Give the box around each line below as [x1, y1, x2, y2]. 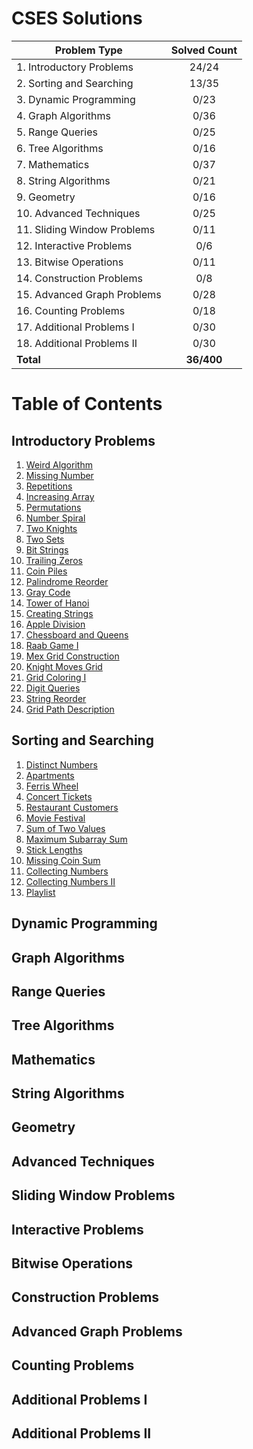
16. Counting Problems [16, 303, 126, 317]
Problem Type [54, 43, 123, 57]
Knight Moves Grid [25, 660, 103, 672]
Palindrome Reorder [25, 575, 109, 587]
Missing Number [25, 469, 94, 481]
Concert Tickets [25, 790, 93, 802]
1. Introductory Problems [16, 60, 134, 74]
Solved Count [170, 43, 238, 57]
